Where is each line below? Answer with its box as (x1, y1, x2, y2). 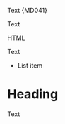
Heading (7, 86, 59, 103)
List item (17, 61, 43, 70)
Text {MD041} (7, 6, 48, 14)
